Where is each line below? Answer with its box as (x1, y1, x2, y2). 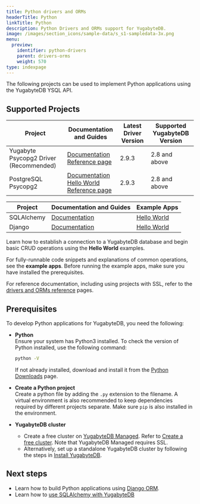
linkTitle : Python (6, 20, 52, 26)
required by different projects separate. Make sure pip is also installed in (14, 403, 193, 410)
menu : (6, 36, 20, 42)
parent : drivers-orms (17, 53, 70, 59)
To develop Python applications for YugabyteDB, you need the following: (6, 320, 185, 326)
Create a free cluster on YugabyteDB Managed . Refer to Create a (23, 433, 183, 440)
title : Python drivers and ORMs (6, 8, 86, 15)
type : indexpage (6, 64, 46, 70)
